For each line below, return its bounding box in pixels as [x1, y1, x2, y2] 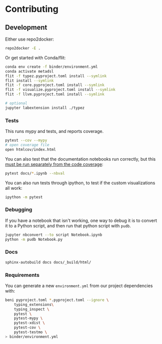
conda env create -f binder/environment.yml [5, 64, 98, 69]
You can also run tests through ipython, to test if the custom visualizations [5, 179, 156, 186]
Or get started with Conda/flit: [5, 54, 66, 60]
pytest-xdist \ [14, 320, 45, 326]
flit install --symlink [5, 78, 54, 83]
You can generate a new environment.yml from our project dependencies [5, 283, 153, 289]
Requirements [5, 271, 40, 278]
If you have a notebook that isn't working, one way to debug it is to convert [5, 217, 158, 223]
